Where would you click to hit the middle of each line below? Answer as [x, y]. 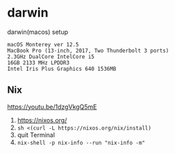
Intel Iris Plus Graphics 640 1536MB [62, 69]
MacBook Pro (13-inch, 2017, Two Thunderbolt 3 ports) [88, 51]
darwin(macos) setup [37, 32]
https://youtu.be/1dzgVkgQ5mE [52, 107]
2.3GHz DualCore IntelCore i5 [51, 57]
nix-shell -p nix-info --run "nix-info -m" [81, 143]
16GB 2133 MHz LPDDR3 [39, 63]
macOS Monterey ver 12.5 [43, 44]
